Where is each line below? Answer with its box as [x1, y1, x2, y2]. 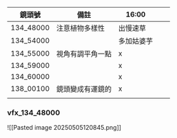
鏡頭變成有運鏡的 [56, 84, 112, 93]
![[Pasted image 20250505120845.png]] [7, 124, 122, 132]
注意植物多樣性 [56, 23, 105, 33]
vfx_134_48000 [7, 108, 61, 117]
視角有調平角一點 [56, 49, 112, 58]
